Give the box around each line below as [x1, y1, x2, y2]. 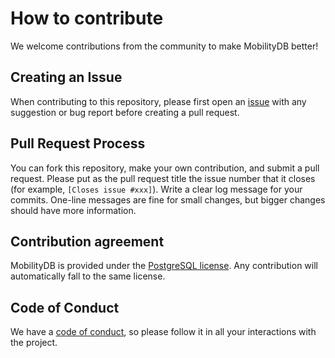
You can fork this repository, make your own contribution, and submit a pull [10, 162, 320, 174]
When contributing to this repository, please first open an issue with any [10, 95, 307, 107]
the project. [10, 337, 58, 349]
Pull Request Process [10, 135, 146, 152]
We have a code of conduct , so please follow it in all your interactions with [10, 326, 317, 338]
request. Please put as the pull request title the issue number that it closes [10, 172, 316, 184]
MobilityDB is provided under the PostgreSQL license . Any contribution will [10, 260, 318, 272]
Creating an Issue [10, 69, 123, 86]
